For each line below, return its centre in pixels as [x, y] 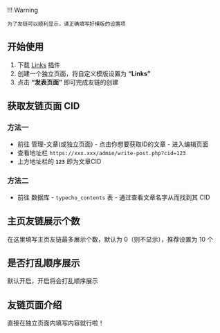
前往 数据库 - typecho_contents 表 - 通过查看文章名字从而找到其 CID [113, 197]
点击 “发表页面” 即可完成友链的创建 [68, 82]
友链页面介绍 [35, 305]
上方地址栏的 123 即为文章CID [59, 161]
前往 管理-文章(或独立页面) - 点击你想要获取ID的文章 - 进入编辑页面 [113, 144]
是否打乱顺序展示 [44, 263]
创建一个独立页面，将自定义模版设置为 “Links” [84, 73]
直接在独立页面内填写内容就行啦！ [56, 323]
